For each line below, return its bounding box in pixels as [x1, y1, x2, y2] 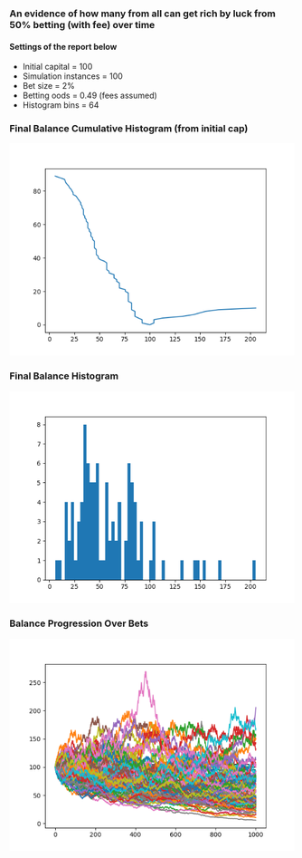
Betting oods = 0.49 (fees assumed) [22, 90, 158, 101]
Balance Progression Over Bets [9, 617, 149, 630]
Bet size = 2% [22, 81, 75, 92]
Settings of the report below [9, 41, 118, 52]
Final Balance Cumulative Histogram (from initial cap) [9, 122, 249, 135]
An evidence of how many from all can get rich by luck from [9, 7, 276, 20]
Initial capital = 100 [22, 62, 93, 72]
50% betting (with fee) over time [9, 18, 156, 31]
